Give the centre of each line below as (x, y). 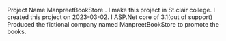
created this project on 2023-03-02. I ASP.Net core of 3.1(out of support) (110, 17)
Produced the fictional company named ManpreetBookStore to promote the (113, 24)
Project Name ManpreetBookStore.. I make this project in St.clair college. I (111, 10)
